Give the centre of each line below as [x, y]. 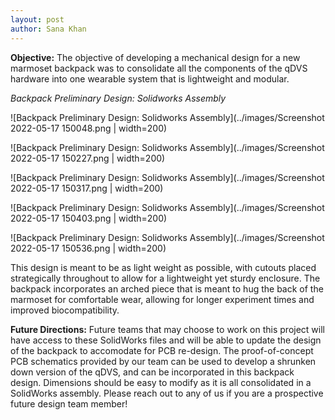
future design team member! [69, 403]
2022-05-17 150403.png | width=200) [89, 218]
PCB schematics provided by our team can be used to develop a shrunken [163, 361]
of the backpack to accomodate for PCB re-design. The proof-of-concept [162, 350]
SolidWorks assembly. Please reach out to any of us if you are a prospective [167, 393]
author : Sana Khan [48, 29]
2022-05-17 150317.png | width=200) [87, 188]
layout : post [37, 19]
